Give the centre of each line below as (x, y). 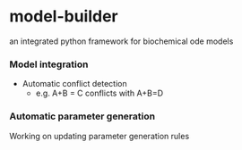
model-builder (64, 17)
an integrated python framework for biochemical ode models (121, 41)
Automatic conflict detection (74, 84)
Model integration (49, 64)
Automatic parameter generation (82, 116)
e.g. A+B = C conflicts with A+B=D (99, 93)
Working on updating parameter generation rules (99, 136)
